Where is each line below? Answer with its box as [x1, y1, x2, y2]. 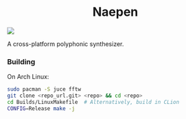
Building [7, 56, 36, 66]
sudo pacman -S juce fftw [7, 86, 81, 93]
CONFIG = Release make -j [7, 105, 75, 112]
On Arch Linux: [7, 73, 49, 81]
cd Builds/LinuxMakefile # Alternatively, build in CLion [7, 98, 180, 105]
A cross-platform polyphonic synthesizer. [7, 39, 124, 48]
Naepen [92, 4, 139, 20]
